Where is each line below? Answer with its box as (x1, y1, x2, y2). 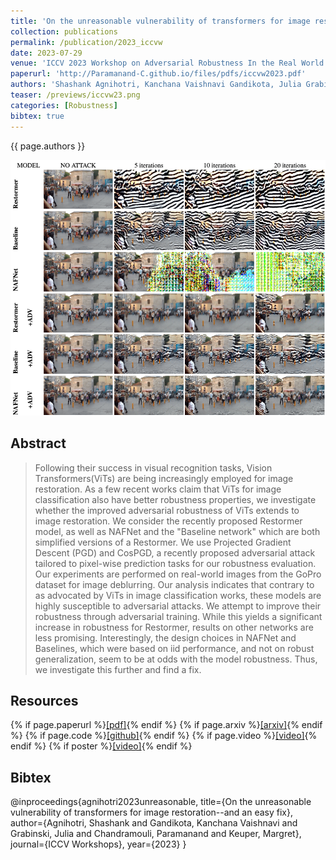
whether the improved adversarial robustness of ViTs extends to (34, 504, 300, 516)
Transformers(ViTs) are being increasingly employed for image (34, 472, 294, 484)
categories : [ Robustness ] (10, 100, 118, 110)
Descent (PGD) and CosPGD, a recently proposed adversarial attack (34, 546, 316, 559)
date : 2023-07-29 (10, 48, 83, 58)
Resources (10, 693, 79, 709)
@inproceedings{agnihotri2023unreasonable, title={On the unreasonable (10, 796, 312, 808)
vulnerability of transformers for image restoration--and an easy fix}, (10, 806, 294, 819)
